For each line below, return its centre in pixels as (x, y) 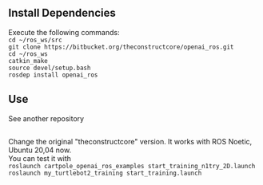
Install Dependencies (62, 13)
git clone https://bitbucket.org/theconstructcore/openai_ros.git (121, 47)
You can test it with (40, 159)
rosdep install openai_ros (53, 75)
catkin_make (28, 61)
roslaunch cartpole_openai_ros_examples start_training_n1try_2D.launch (132, 167)
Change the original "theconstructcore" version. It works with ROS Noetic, (130, 142)
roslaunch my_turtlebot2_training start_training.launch (105, 173)
